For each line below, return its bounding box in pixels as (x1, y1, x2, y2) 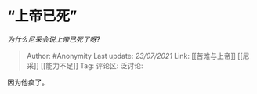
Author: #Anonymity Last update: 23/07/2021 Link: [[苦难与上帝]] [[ (26, 51, 244, 60)
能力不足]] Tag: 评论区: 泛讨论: (45, 60, 143, 70)
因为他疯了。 (7, 78, 49, 87)
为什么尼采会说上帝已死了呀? (7, 34, 101, 44)
